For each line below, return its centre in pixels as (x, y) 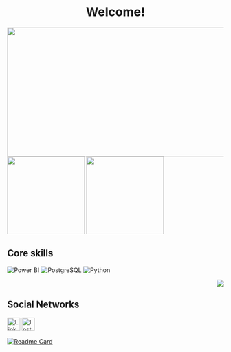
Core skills (30, 253)
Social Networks (43, 305)
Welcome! (115, 12)
